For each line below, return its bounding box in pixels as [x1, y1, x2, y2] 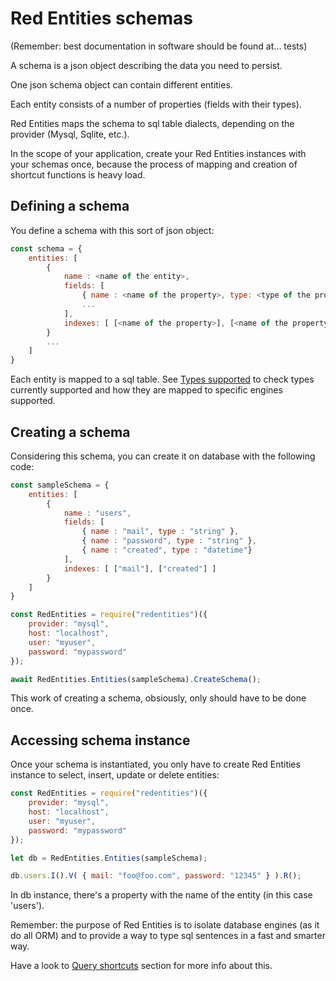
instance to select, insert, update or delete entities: [10, 769, 220, 781]
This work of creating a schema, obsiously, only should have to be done [10, 692, 307, 704]
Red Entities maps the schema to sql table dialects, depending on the [10, 117, 295, 129]
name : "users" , [63, 508, 132, 518]
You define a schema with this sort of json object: [10, 224, 215, 236]
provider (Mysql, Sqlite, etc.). [10, 128, 130, 140]
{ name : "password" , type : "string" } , [81, 536, 257, 546]
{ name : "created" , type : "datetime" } [81, 545, 253, 556]
